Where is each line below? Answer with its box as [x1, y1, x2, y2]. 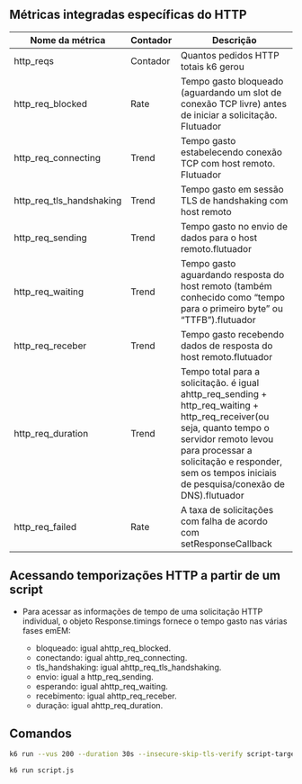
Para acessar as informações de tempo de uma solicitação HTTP [22, 606, 263, 617]
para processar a [180, 444, 253, 456]
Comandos [9, 726, 72, 742]
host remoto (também [180, 279, 272, 292]
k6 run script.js [9, 766, 75, 775]
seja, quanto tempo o [180, 421, 270, 434]
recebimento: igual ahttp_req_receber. [35, 690, 177, 701]
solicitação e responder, [180, 455, 283, 467]
